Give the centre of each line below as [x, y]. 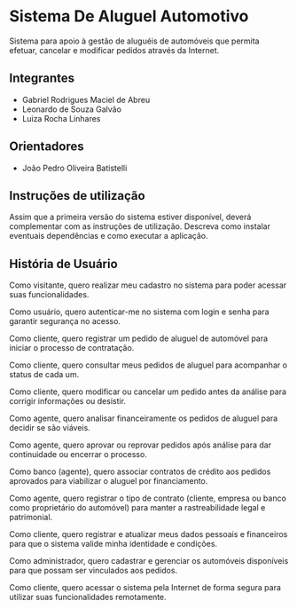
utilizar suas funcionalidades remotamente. [88, 597]
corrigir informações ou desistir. [68, 401]
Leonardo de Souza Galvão [72, 109]
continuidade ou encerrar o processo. [78, 455]
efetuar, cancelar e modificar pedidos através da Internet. [114, 50]
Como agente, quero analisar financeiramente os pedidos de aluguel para [144, 418]
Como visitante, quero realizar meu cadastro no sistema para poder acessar [148, 285]
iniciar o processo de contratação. [72, 348]
